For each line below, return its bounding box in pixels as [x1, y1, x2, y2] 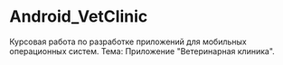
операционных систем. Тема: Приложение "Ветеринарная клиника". [9, 45, 276, 56]
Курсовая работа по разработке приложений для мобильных [9, 36, 247, 47]
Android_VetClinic [9, 6, 148, 27]
